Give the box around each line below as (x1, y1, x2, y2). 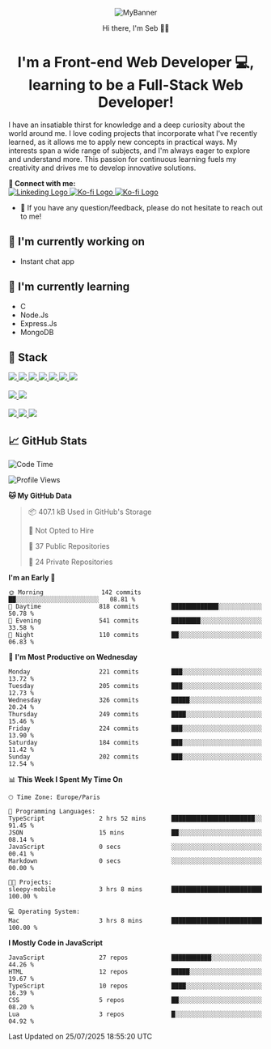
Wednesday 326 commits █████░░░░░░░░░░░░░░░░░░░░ (8, 696, 263, 704)
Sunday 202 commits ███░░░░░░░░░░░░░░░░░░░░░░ (8, 753, 263, 761)
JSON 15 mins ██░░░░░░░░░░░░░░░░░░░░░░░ (8, 829, 263, 837)
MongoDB (19, 327, 54, 337)
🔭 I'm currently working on (8, 235, 146, 248)
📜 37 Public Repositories (28, 541, 110, 551)
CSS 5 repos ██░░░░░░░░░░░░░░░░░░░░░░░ (8, 996, 263, 1004)
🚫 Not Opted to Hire (28, 526, 95, 536)
